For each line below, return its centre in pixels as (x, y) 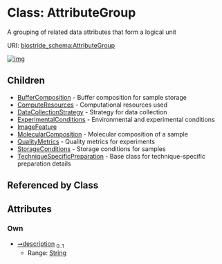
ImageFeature (37, 127)
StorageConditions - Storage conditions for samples (91, 149)
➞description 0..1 (40, 244)
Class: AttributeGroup (72, 13)
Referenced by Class (53, 185)
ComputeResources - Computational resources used (92, 105)
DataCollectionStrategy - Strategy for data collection (92, 112)
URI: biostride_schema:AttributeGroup (61, 45)
